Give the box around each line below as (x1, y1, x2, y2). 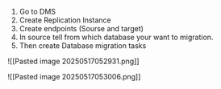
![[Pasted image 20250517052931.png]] (7, 56, 140, 66)
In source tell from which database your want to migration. (19, 32, 214, 42)
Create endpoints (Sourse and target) (19, 24, 144, 33)
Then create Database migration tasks (19, 41, 147, 51)
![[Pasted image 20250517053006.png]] (7, 72, 141, 81)
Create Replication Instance (19, 15, 112, 25)
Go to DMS (19, 7, 56, 16)
